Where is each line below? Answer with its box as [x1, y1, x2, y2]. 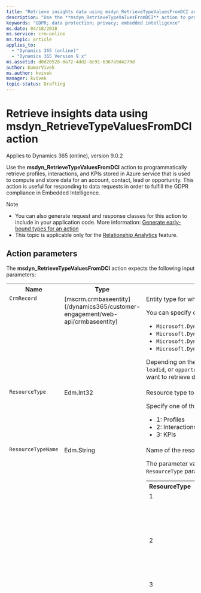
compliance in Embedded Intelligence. [6, 189, 100, 196]
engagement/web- [63, 309, 118, 318]
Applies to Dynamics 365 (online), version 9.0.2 [6, 152, 123, 159]
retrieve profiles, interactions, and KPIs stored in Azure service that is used [6, 170, 191, 177]
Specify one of [146, 402, 187, 410]
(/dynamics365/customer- [63, 302, 141, 311]
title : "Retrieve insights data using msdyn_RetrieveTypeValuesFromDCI [6, 8, 188, 15]
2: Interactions [156, 422, 197, 431]
